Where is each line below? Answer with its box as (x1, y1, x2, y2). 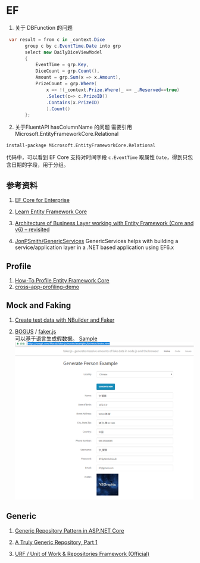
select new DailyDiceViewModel (24, 49, 102, 55)
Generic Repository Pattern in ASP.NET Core (14, 527, 124, 534)
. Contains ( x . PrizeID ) (46, 99, 100, 105)
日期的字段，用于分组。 (11, 161, 69, 169)
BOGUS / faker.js (14, 328, 57, 335)
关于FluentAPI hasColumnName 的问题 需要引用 (14, 123, 133, 131)
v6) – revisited (14, 226, 50, 233)
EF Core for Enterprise (14, 197, 70, 204)
